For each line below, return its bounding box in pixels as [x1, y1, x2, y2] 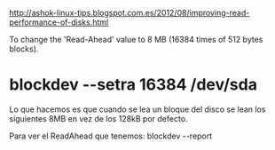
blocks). [9, 43, 39, 54]
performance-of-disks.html [9, 17, 109, 28]
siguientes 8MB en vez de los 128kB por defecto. [9, 113, 188, 123]
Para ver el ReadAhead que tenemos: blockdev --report [9, 130, 213, 141]
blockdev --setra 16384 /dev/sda [9, 75, 257, 95]
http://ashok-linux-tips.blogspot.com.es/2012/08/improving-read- [9, 8, 250, 18]
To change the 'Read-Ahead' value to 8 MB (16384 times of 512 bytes [9, 35, 263, 44]
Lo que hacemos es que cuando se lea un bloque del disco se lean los [9, 104, 266, 114]
